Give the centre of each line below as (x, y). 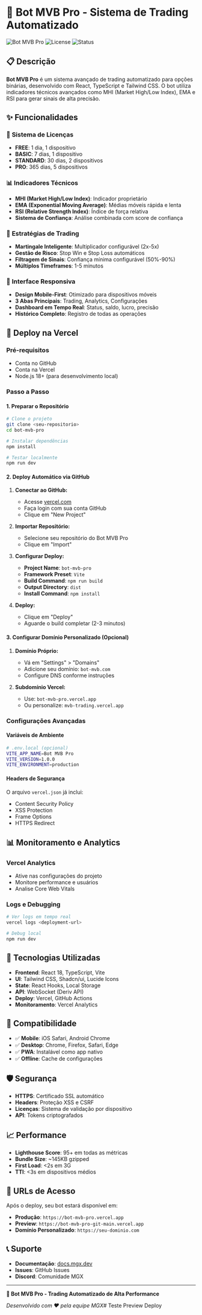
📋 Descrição (31, 62)
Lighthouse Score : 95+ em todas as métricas (71, 1153)
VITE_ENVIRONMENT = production (43, 765)
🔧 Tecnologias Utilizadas (53, 958)
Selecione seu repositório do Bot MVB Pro (76, 538)
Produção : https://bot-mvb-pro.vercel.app (69, 1217)
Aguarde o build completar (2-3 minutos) (75, 623)
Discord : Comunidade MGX (49, 1276)
